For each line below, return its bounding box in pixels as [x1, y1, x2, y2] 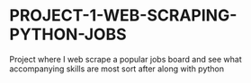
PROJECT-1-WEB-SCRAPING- [9, 5, 238, 26]
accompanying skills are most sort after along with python [9, 63, 225, 74]
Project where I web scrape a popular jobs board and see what [9, 54, 242, 64]
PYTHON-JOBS [9, 24, 128, 45]
